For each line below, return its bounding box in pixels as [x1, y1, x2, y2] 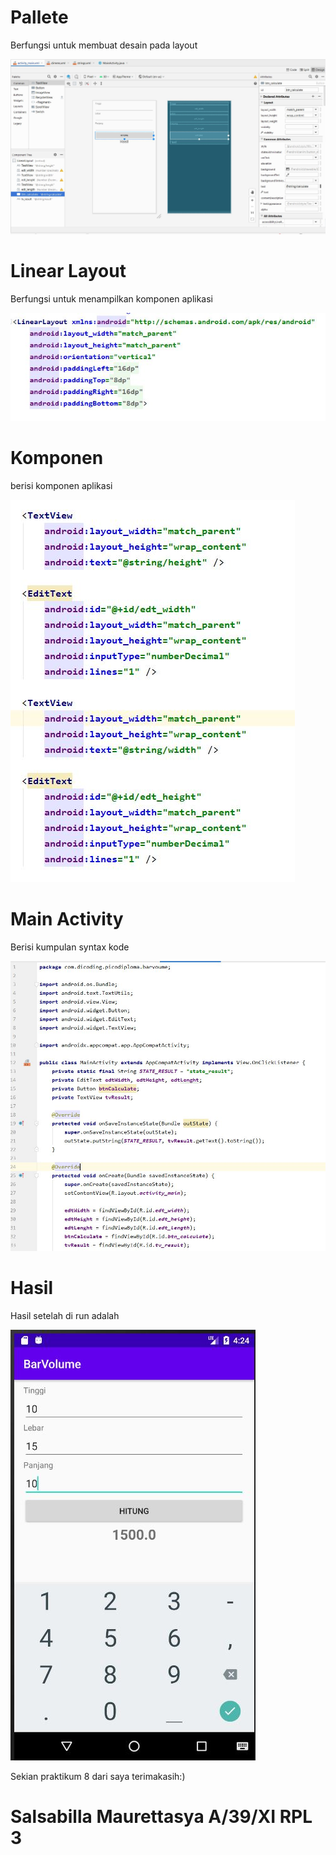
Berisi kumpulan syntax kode [10, 941, 130, 953]
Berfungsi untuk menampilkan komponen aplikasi [10, 292, 213, 305]
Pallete [10, 6, 69, 29]
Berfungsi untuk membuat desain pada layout [10, 39, 198, 51]
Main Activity [10, 908, 124, 931]
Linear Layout [10, 260, 127, 283]
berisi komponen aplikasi [10, 480, 113, 492]
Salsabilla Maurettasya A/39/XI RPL [10, 1806, 313, 1828]
